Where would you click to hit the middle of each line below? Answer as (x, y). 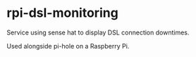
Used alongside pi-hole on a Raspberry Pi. (68, 46)
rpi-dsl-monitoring (63, 13)
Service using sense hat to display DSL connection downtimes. (98, 32)
